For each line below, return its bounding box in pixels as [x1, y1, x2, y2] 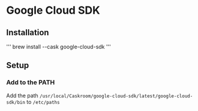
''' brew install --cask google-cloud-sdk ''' [6, 43, 111, 50]
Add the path [6, 92, 39, 99]
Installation [6, 27, 49, 38]
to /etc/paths [26, 98, 60, 105]
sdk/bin [6, 99, 26, 105]
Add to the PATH [6, 78, 55, 87]
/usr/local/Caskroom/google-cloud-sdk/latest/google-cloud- [40, 93, 193, 99]
